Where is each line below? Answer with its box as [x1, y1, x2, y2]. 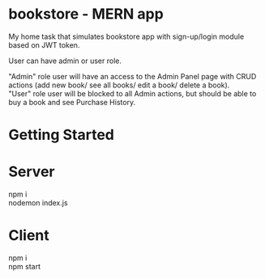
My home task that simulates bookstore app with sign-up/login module [8, 32, 245, 41]
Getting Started [8, 126, 115, 144]
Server [8, 163, 55, 181]
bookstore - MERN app [8, 5, 164, 23]
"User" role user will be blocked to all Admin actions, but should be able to [8, 88, 257, 98]
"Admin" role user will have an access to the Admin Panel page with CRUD [8, 71, 257, 81]
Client [8, 226, 50, 245]
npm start [8, 262, 41, 271]
